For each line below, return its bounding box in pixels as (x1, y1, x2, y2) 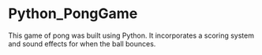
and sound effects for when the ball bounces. (8, 38, 156, 48)
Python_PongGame (8, 5, 138, 23)
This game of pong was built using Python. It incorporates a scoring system (8, 31, 255, 40)
